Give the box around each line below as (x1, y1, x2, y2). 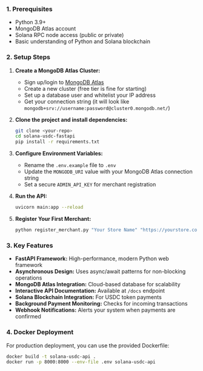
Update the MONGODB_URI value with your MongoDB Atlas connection (24, 168, 193, 176)
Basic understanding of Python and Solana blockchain (15, 38, 150, 45)
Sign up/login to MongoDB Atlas (24, 78, 104, 86)
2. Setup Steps (6, 53, 50, 62)
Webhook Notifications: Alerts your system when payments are (15, 306, 176, 314)
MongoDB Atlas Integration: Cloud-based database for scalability (15, 281, 181, 288)
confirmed (15, 313, 41, 320)
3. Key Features (6, 241, 53, 249)
